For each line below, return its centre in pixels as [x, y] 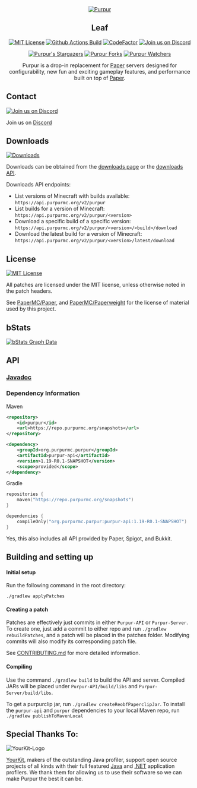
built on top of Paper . [100, 78]
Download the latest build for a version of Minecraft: [78, 234]
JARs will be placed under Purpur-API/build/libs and [72, 686]
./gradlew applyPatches [36, 596]
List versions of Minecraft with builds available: [72, 196]
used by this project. [31, 309]
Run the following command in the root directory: [66, 586]
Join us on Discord [29, 122]
